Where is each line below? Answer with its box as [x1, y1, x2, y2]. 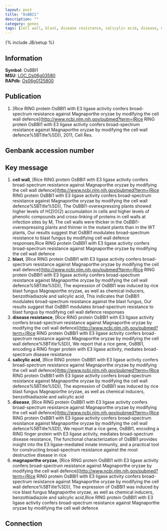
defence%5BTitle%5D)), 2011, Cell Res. [12, 132, 93, 138]
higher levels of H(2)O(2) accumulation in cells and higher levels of [12, 208, 150, 214]
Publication [5, 92, 41, 101]
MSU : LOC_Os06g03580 [5, 72, 56, 78]
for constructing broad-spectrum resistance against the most [12, 447, 138, 453]
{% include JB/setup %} [5, 39, 55, 45]
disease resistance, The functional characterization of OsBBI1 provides [12, 436, 158, 442]
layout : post [5, 7, 32, 12]
